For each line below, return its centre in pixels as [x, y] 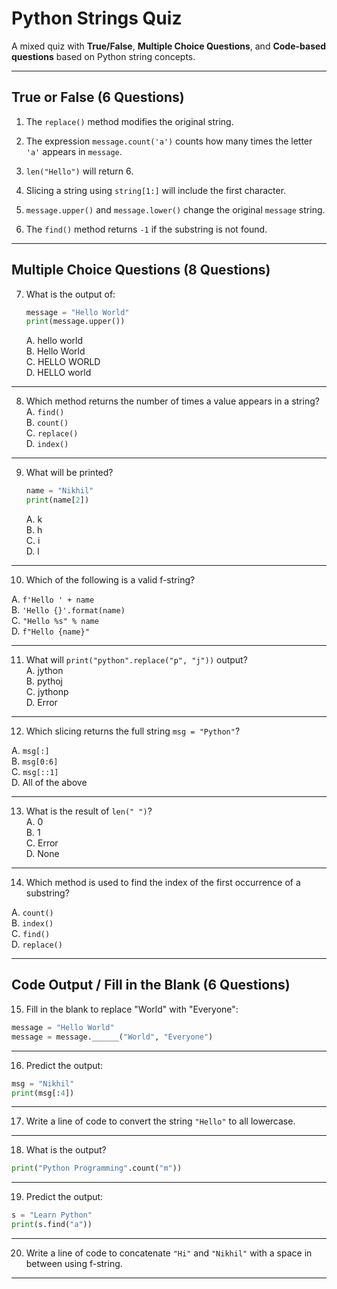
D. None [42, 854]
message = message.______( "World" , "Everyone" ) [112, 1037]
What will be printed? [69, 473]
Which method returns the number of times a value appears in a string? [172, 401]
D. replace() [37, 944]
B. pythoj [44, 681]
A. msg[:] [30, 751]
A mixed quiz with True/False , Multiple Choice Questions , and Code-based [169, 46]
